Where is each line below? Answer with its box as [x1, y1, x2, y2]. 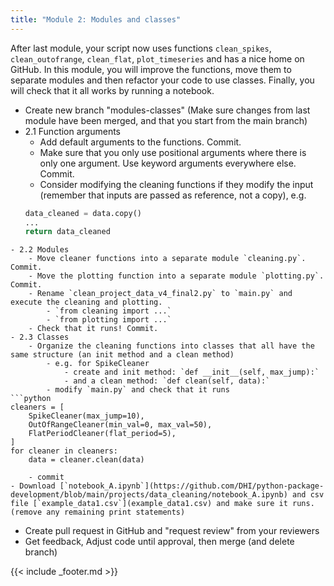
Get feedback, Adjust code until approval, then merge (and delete [24, 536, 295, 548]
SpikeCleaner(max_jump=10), [28, 411, 145, 421]
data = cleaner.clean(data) [28, 455, 145, 465]
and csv [292, 490, 325, 500]
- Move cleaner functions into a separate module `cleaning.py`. [28, 254, 307, 264]
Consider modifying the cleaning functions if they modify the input [39, 178, 314, 190]
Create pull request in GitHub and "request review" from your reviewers [24, 525, 320, 537]
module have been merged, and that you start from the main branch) [24, 114, 308, 126]
